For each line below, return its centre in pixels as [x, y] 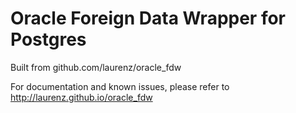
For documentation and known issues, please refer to [120, 86]
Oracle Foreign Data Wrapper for [148, 18]
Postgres [48, 39]
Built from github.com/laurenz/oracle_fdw [96, 67]
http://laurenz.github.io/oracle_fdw [81, 97]
